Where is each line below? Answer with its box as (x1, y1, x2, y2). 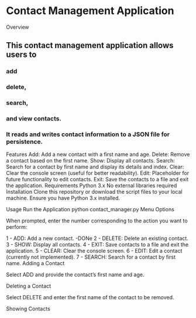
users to (6, 50, 37, 60)
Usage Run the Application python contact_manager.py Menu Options (6, 206, 174, 213)
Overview (6, 23, 29, 31)
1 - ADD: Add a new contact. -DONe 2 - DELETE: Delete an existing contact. (6, 235, 188, 242)
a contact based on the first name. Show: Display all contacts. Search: (6, 157, 176, 164)
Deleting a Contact (6, 283, 51, 290)
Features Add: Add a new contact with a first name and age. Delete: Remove (6, 151, 190, 158)
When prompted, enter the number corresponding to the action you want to (6, 217, 188, 224)
